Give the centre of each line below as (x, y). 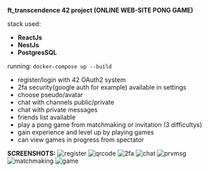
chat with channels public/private (66, 102)
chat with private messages (57, 110)
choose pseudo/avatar (50, 95)
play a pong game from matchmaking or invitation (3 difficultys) (110, 125)
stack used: (24, 24)
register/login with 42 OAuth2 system (71, 80)
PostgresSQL (37, 53)
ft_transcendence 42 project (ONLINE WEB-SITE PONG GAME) (100, 10)
